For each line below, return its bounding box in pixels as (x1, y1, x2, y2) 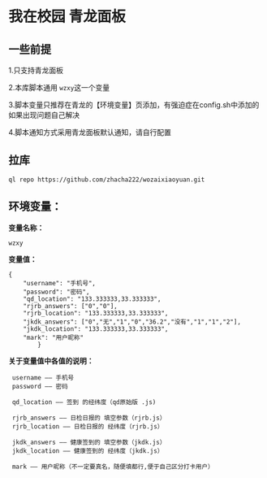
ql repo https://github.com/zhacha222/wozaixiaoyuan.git (8, 176, 205, 184)
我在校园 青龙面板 (8, 7, 126, 26)
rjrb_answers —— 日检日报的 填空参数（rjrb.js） (11, 414, 166, 422)
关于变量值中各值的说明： (8, 355, 94, 366)
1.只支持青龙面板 (8, 66, 63, 75)
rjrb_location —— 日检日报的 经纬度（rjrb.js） (11, 422, 164, 431)
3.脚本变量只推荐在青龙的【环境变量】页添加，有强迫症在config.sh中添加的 (8, 100, 260, 110)
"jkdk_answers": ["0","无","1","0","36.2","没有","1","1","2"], (23, 318, 242, 326)
